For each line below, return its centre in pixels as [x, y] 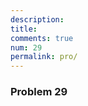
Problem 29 [39, 92]
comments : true [42, 38]
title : [24, 29]
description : [37, 19]
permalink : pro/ [44, 57]
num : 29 [26, 47]
